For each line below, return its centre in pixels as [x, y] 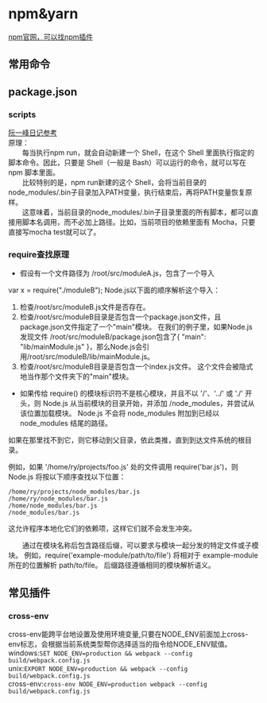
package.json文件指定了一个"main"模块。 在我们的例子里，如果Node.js [136, 327]
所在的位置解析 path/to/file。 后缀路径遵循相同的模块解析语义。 [112, 566]
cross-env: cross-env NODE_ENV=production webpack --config [108, 684]
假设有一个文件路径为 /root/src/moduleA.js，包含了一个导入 [117, 273]
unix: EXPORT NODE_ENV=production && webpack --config [98, 668]
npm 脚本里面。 [34, 172]
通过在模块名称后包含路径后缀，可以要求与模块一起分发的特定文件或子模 [141, 546]
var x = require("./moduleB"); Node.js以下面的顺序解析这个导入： [114, 290]
